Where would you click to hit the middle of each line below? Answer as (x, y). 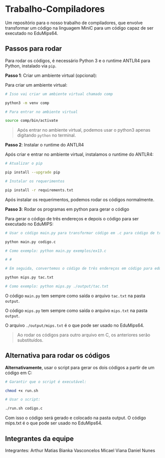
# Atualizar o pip (24, 164)
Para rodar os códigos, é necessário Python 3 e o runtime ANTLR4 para (78, 61)
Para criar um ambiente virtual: (36, 85)
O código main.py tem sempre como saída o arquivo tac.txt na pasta (75, 296)
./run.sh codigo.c (24, 408)
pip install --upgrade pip (33, 173)
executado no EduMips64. (32, 33)
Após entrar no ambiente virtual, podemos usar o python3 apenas (84, 130)
